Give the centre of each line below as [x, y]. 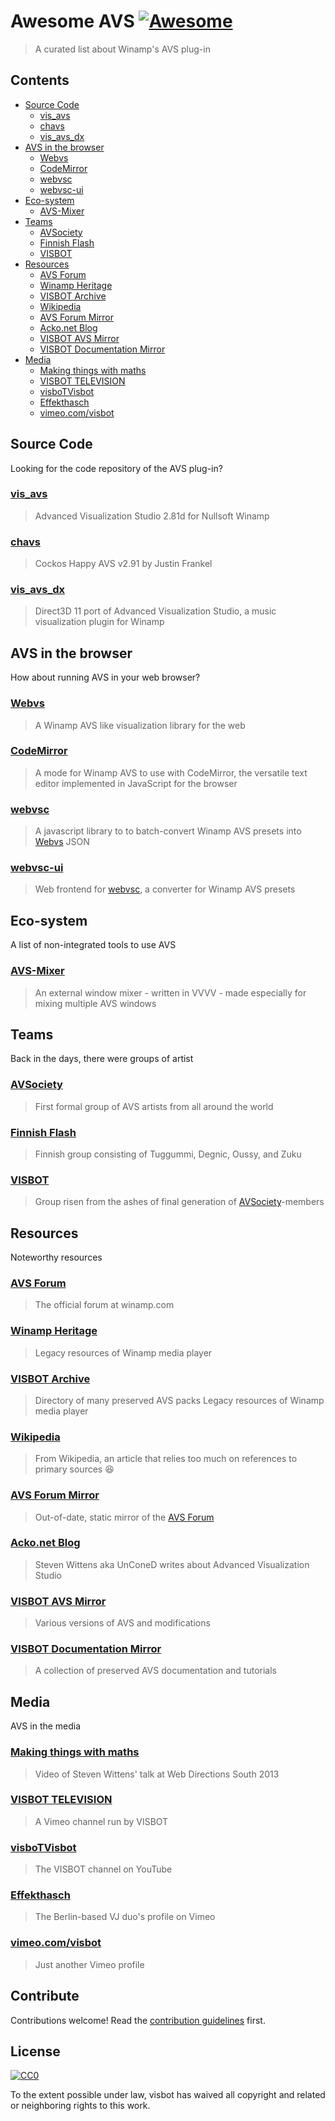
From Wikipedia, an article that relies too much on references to [166, 1459]
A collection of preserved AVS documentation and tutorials [155, 1671]
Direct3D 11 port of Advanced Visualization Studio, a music [155, 611]
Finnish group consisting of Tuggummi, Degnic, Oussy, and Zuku [168, 1154]
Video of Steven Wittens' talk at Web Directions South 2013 [157, 1774]
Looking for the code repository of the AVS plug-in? [116, 468]
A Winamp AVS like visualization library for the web [140, 725]
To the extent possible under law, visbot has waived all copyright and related [168, 2095]
